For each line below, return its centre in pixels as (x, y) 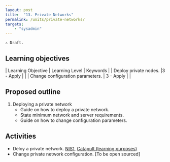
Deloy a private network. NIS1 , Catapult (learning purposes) (75, 148)
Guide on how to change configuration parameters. (74, 120)
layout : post (19, 10)
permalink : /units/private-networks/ (45, 19)
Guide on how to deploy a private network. (65, 109)
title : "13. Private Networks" (39, 15)
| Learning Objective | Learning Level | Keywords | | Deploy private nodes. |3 (85, 70)
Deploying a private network (42, 104)
